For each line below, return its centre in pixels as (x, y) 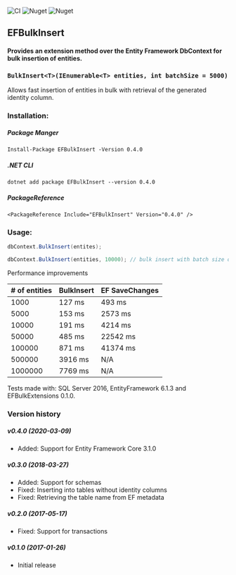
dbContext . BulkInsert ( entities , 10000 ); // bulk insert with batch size (116, 260)
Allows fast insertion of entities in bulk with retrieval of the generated (107, 90)
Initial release (37, 565)
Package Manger (33, 132)
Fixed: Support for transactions (62, 531)
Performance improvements (48, 273)
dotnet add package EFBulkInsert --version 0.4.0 (81, 182)
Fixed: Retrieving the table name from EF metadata (91, 498)
